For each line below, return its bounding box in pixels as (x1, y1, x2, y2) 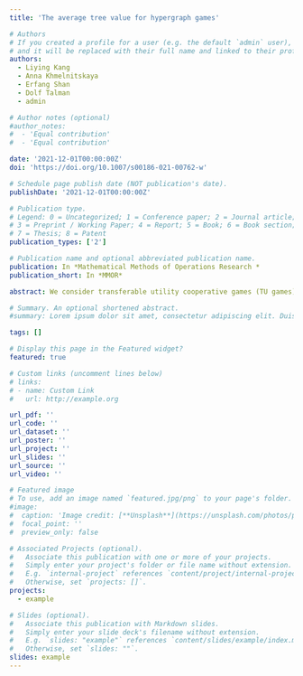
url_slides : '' (9, 453, 67, 462)
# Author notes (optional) (9, 113, 111, 122)
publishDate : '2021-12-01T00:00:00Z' (9, 187, 151, 197)
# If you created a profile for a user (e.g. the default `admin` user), (9, 38, 293, 47)
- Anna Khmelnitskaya (17, 71, 99, 81)
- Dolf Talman (17, 88, 70, 98)
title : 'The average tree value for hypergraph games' (9, 13, 220, 23)
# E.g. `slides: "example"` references (9, 636, 168, 645)
